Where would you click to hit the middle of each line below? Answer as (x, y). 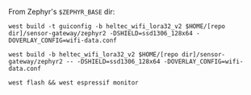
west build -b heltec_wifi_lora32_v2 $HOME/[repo (94, 55)
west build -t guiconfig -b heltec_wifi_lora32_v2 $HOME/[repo (117, 27)
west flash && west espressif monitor (73, 83)
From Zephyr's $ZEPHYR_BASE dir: (62, 12)
